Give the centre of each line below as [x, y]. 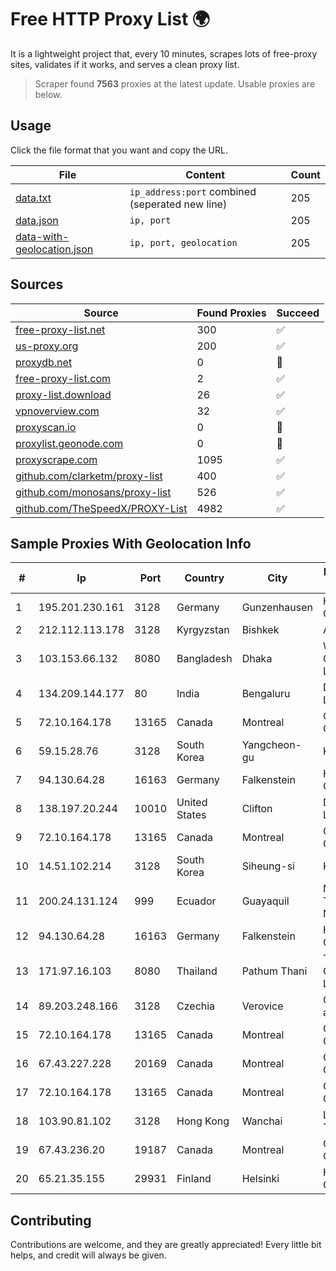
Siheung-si [268, 866]
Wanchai [262, 1121]
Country [204, 578]
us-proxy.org [47, 346]
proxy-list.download [63, 394]
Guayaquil [265, 901]
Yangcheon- [271, 745]
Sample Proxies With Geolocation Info [131, 543]
